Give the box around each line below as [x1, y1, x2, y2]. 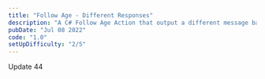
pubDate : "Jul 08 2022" [8, 26, 87, 34]
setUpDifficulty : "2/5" [8, 41, 87, 48]
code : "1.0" [8, 33, 47, 41]
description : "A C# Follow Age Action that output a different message [8, 19, 248, 27]
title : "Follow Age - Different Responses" [8, 11, 154, 20]
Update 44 [8, 62, 43, 71]
